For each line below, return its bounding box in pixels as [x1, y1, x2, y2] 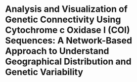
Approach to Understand [5, 45, 110, 57]
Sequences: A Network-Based [5, 35, 133, 46]
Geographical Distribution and [5, 56, 132, 67]
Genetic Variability [5, 67, 83, 78]
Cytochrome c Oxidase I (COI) [5, 25, 130, 36]
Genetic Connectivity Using [5, 14, 121, 25]
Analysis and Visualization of [5, 3, 128, 15]
